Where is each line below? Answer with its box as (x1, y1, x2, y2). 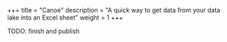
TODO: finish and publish (7, 27, 80, 35)
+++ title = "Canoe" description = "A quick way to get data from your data (7, 6, 221, 14)
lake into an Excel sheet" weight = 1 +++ (7, 13, 124, 22)
